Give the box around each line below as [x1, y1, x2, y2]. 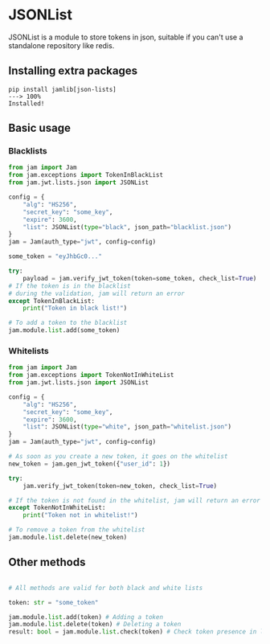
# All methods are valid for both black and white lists [8, 584, 203, 592]
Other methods [8, 556, 86, 569]
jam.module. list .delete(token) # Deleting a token [8, 621, 182, 629]
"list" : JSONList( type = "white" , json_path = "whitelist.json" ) [22, 423, 231, 431]
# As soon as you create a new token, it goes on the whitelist [8, 453, 228, 461]
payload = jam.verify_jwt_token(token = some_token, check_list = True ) [22, 274, 257, 282]
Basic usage [8, 121, 71, 135]
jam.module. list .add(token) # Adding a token [8, 613, 163, 621]
